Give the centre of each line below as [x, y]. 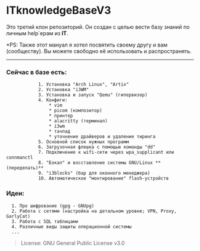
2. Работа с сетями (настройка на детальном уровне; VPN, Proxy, [94, 211]
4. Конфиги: [53, 100]
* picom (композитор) [75, 111]
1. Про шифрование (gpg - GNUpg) [53, 206]
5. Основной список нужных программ [83, 142]
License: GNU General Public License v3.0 [73, 243]
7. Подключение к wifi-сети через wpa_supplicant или [106, 153]
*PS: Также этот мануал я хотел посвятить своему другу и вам [87, 45]
